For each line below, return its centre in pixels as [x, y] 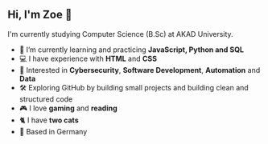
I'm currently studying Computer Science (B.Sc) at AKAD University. [121, 34]
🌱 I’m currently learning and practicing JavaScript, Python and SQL [132, 50]
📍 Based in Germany [53, 131]
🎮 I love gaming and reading [68, 108]
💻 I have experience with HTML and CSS [88, 58]
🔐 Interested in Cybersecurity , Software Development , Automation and [140, 70]
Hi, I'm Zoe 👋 [40, 15]
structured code [46, 99]
